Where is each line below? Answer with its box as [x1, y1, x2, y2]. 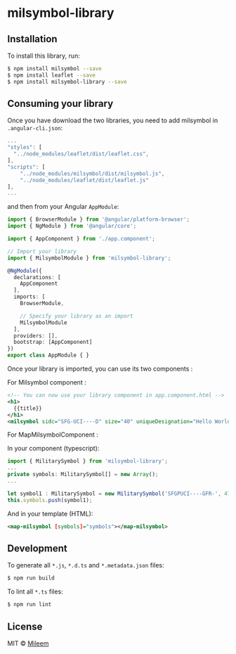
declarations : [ [13, 274, 61, 281]
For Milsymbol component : [7, 378, 86, 387]
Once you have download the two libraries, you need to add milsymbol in [7, 116, 218, 124]
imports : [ [13, 293, 46, 300]
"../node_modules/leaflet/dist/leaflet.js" [20, 177, 150, 184]
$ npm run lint [7, 601, 52, 608]
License [7, 620, 43, 632]
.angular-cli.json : [7, 124, 63, 132]
